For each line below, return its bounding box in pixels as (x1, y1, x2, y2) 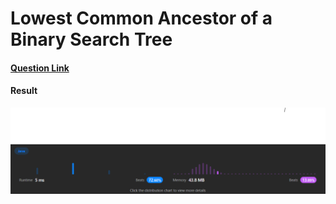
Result (10, 85, 38, 97)
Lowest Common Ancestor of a (10, 7, 273, 30)
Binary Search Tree (10, 28, 173, 51)
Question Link (10, 62, 70, 74)
